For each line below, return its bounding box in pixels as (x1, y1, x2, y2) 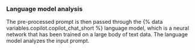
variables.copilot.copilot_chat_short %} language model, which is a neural (6, 24, 190, 32)
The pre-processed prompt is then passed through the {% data (6, 18, 163, 26)
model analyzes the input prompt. (6, 37, 90, 45)
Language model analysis (6, 5, 83, 13)
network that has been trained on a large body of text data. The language (6, 31, 188, 38)
